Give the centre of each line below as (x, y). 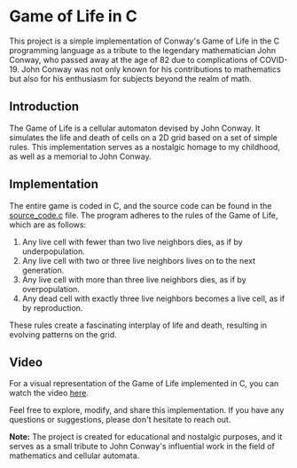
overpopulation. (51, 289)
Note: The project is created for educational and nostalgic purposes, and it (146, 437)
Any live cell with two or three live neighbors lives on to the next (138, 260)
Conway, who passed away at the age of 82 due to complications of (133, 59)
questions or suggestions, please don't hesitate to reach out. (120, 420)
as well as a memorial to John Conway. (81, 156)
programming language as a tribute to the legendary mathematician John (143, 50)
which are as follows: (48, 225)
